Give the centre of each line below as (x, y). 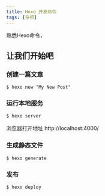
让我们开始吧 (30, 55)
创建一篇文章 (25, 74)
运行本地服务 (25, 104)
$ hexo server (24, 116)
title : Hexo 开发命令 (31, 12)
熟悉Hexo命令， (26, 35)
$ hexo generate (26, 158)
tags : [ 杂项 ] (22, 17)
